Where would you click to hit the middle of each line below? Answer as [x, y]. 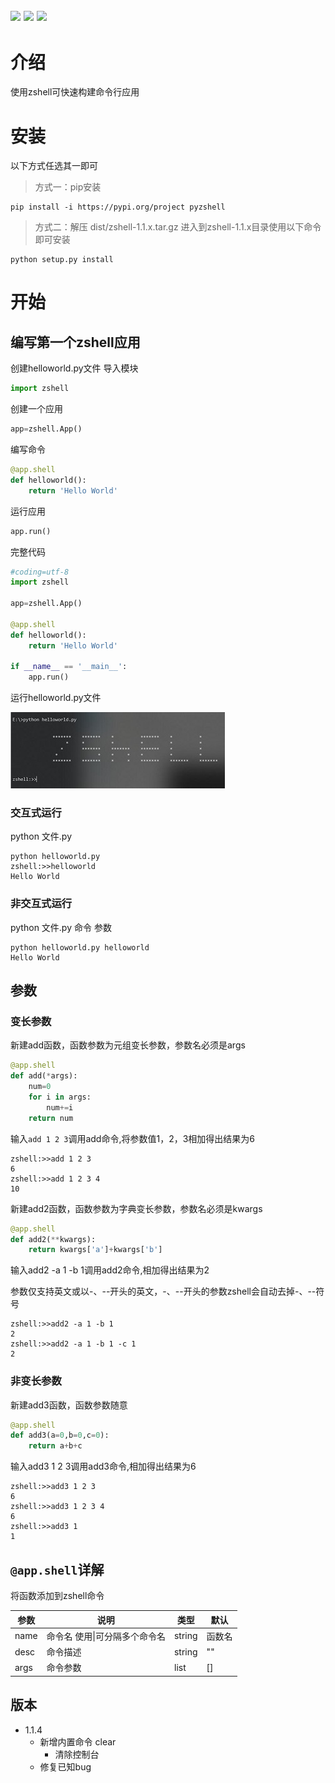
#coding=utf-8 [40, 572]
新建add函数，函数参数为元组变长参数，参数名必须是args [128, 1045]
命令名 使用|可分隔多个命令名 [106, 1636]
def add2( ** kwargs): [53, 1239]
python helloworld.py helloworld [80, 947]
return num [51, 1118]
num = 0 [40, 1087]
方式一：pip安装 [68, 187]
